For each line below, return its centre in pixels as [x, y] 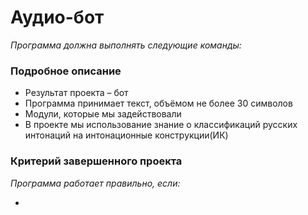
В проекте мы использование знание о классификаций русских [161, 125]
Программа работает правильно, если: [95, 183]
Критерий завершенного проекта [96, 161]
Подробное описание [66, 71]
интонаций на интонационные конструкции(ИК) [126, 135]
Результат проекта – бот [76, 93]
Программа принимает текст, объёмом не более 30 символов [158, 103]
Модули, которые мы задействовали [103, 114]
